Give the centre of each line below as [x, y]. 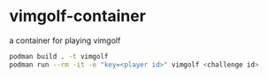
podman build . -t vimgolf [59, 56]
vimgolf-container [77, 16]
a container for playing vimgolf [65, 40]
